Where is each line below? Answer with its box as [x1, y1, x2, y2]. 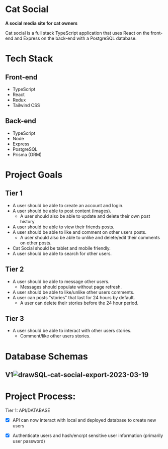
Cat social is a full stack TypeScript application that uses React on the [5, 30, 150, 36]
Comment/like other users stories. [20, 333, 91, 339]
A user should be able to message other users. [12, 278, 110, 285]
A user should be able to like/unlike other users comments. [12, 289, 135, 295]
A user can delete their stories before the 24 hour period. [20, 300, 139, 306]
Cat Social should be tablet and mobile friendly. [12, 245, 111, 251]
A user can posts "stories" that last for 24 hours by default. [12, 294, 135, 300]
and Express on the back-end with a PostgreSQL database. [14, 35, 137, 41]
